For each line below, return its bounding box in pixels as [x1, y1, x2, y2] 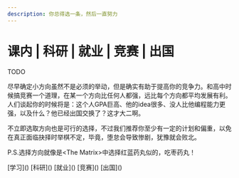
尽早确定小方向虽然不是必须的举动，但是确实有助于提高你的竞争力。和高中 [7, 82, 225, 90]
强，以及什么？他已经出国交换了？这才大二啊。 [7, 108, 144, 117]
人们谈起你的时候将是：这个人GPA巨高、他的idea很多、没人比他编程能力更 [7, 100, 226, 108]
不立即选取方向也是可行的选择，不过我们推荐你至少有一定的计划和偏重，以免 [7, 124, 232, 132]
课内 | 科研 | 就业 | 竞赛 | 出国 [7, 43, 174, 59]
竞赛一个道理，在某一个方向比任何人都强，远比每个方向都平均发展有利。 [19, 90, 232, 100]
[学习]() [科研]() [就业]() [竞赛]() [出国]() [7, 163, 122, 172]
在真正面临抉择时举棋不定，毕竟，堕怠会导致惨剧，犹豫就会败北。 [7, 132, 201, 141]
